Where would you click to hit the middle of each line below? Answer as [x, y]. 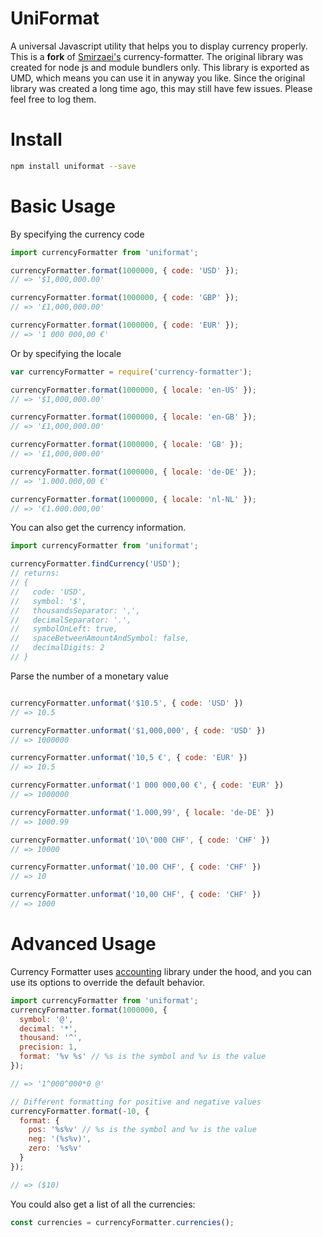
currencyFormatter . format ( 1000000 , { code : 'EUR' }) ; [125, 325]
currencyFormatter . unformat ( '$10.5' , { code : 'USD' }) [127, 703]
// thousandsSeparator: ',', [75, 610]
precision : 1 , [48, 1047]
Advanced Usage [83, 944]
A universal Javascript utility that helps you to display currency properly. [159, 46]
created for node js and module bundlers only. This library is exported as [160, 67]
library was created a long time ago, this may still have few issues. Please [161, 88]
